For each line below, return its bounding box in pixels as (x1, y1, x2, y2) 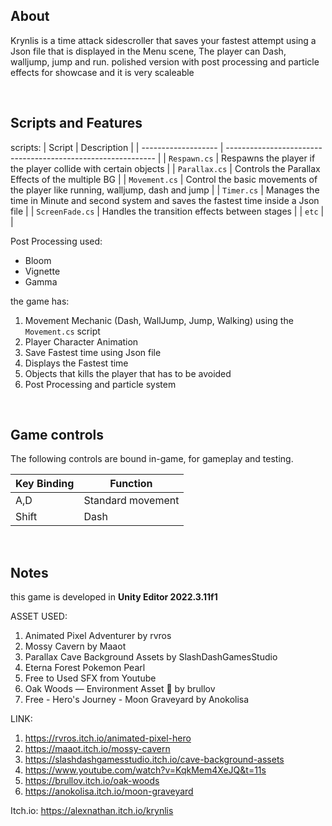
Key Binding (15, 477, 75, 491)
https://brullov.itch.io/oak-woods (24, 775, 160, 787)
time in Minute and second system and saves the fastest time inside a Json (10, 194, 320, 206)
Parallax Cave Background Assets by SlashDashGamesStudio (24, 651, 278, 663)
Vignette (24, 265, 61, 277)
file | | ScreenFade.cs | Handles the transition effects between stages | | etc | (10, 205, 325, 217)
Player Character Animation (24, 335, 139, 348)
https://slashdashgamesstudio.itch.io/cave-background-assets (24, 754, 285, 766)
